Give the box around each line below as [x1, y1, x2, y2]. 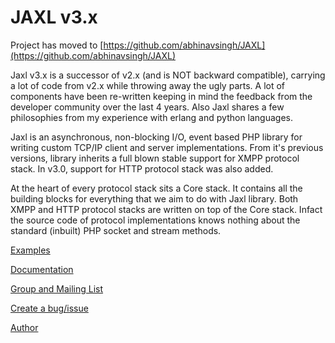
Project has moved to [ [10, 39, 104, 51]
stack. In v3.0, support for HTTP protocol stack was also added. [10, 162, 274, 175]
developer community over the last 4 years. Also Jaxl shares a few [10, 101, 285, 113]
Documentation [10, 263, 74, 275]
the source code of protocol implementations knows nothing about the [10, 214, 301, 226]
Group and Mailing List [10, 282, 104, 295]
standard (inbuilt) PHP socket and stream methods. [10, 224, 222, 236]
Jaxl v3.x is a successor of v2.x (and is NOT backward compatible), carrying [10, 69, 326, 81]
